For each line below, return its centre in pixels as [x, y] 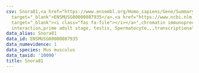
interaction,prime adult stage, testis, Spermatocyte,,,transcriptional [103, 28]
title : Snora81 [25, 61]
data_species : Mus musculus [41, 50]
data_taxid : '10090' [32, 55]
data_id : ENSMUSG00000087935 [42, 39]
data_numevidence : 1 [32, 45]
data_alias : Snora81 [32, 34]
